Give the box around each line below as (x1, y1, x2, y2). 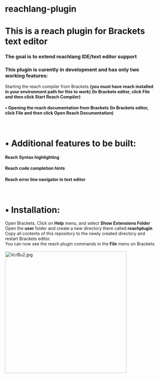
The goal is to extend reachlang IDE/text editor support (5, 53, 137, 60)
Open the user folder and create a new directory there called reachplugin (5, 225, 153, 231)
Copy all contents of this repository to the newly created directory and (5, 231, 145, 237)
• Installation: (5, 204, 60, 215)
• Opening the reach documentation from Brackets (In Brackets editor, (5, 105, 149, 111)
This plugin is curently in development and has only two (5, 67, 140, 73)
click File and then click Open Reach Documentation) (5, 110, 114, 116)
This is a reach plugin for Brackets (5, 26, 145, 37)
